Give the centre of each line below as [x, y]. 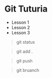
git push [24, 61]
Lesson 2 [20, 27]
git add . [25, 51]
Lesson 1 [20, 22]
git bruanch [28, 70]
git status [26, 42]
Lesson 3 [20, 32]
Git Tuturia [26, 9]
